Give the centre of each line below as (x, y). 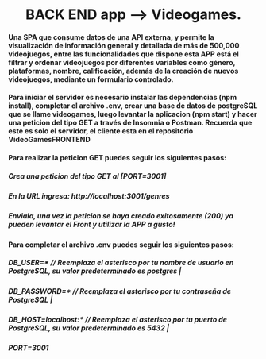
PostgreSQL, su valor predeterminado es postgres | (95, 271)
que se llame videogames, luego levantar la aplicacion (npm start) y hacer (133, 114)
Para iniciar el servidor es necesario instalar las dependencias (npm (122, 98)
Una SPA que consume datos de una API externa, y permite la (111, 37)
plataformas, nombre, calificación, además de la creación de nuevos (123, 71)
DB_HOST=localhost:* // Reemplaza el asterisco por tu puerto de (118, 320)
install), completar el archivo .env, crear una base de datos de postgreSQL (133, 106)
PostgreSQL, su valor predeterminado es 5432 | (89, 328)
